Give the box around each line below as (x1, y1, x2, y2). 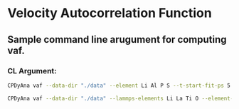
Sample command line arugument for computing (7, 33, 227, 46)
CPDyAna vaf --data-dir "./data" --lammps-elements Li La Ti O (7, 95, 199, 102)
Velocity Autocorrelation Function (7, 5, 212, 21)
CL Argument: (7, 66, 57, 76)
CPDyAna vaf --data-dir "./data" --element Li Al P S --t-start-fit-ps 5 (7, 82, 231, 89)
